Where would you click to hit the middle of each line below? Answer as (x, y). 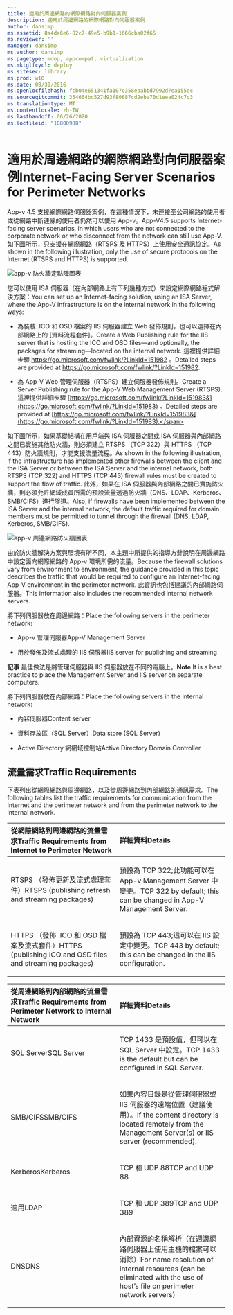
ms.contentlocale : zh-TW (43, 110)
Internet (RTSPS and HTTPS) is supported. (68, 259)
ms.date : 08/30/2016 (37, 85)
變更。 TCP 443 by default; (177, 946)
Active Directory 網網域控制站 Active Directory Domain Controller (109, 748)
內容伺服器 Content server (54, 718)
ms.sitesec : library (37, 71)
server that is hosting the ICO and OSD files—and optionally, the (109, 343)
